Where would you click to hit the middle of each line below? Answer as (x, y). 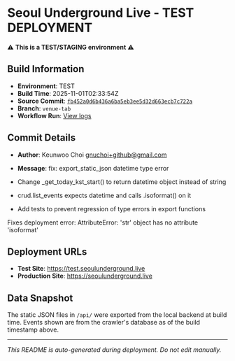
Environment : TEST (46, 86)
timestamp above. (33, 330)
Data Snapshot (40, 298)
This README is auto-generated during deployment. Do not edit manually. (114, 350)
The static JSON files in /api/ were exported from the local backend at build (117, 315)
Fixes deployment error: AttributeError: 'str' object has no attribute (103, 222)
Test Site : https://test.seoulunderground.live (81, 269)
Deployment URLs (47, 252)
